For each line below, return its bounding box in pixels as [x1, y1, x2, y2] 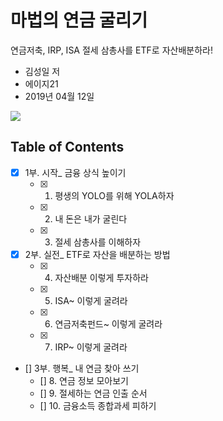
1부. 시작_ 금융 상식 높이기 [24, 166, 127, 178]
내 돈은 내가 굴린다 [54, 212, 128, 225]
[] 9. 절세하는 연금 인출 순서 [39, 387, 148, 399]
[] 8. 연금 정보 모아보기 [39, 374, 129, 386]
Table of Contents [10, 139, 125, 156]
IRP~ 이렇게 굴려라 [54, 341, 128, 353]
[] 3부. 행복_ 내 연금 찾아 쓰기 [24, 362, 140, 374]
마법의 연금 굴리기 [10, 9, 148, 32]
